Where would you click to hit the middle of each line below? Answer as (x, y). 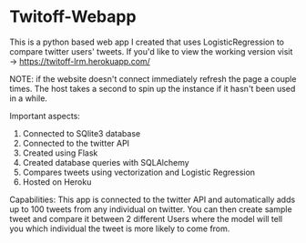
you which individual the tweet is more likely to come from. (120, 228)
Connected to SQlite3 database (82, 133)
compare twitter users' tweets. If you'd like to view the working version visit (151, 51)
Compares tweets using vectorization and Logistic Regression (139, 172)
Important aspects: (45, 116)
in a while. (29, 98)
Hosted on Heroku (57, 182)
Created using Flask (60, 153)
